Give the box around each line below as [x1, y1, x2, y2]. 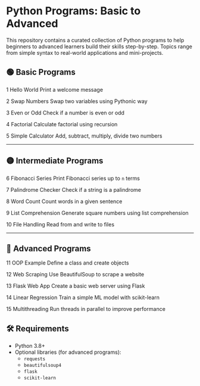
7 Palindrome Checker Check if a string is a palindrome [6, 186, 142, 193]
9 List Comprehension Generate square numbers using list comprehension [6, 209, 189, 216]
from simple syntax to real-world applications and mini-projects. [6, 49, 164, 56]
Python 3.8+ [14, 343, 46, 350]
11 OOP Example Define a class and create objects [6, 259, 129, 266]
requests [23, 356, 46, 362]
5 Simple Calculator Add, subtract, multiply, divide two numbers [6, 132, 162, 139]
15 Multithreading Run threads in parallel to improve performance [6, 306, 165, 313]
